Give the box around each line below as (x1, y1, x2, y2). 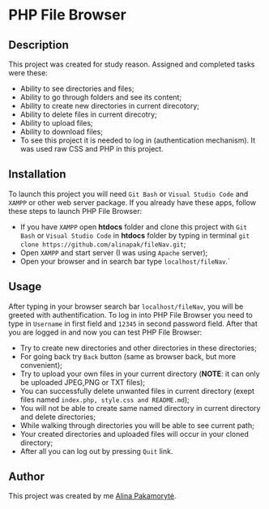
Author (8, 470, 45, 484)
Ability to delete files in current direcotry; (19, 109, 157, 119)
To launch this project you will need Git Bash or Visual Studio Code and (8, 189, 249, 199)
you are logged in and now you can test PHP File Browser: (8, 327, 203, 337)
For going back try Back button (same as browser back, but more (19, 351, 237, 361)
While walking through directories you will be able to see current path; (19, 420, 255, 430)
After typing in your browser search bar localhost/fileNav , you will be (8, 302, 244, 311)
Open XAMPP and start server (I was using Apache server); (19, 247, 208, 257)
